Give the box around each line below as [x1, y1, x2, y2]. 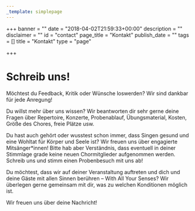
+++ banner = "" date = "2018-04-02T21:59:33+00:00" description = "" [6, 25, 183, 32]
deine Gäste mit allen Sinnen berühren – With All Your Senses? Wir [6, 175, 169, 182]
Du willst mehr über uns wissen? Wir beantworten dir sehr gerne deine [6, 108, 180, 115]
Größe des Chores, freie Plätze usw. [6, 120, 95, 127]
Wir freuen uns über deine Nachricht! [6, 199, 97, 206]
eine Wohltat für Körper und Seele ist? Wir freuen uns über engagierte [6, 138, 178, 145]
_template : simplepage [6, 8, 62, 15]
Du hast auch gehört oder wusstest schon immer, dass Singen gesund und [6, 131, 189, 138]
